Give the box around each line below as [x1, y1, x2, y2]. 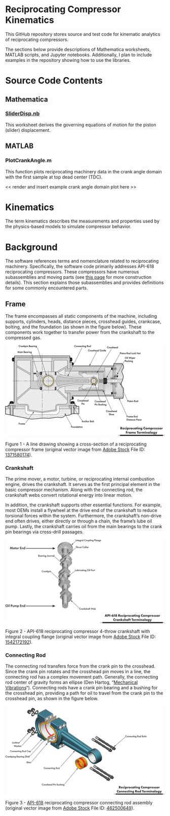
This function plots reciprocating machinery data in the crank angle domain [5, 168, 162, 174]
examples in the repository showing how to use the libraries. [5, 57, 131, 63]
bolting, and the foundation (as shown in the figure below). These [5, 324, 142, 330]
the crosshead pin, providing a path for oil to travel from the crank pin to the [5, 690, 163, 696]
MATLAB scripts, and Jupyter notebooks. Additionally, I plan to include [5, 52, 152, 58]
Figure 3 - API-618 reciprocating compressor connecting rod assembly [5, 800, 153, 806]
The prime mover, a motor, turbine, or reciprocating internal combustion [5, 475, 155, 482]
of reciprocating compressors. [5, 36, 69, 43]
